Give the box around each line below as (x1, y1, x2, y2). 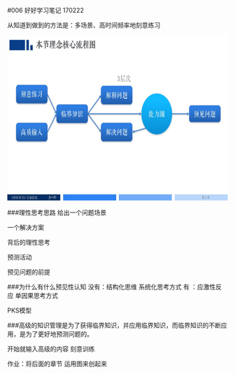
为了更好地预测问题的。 (25, 330, 93, 338)
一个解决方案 (7, 223, 44, 231)
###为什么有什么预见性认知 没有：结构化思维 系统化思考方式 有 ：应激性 (7, 282, 216, 291)
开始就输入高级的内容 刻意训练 (7, 345, 95, 353)
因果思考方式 (20, 292, 58, 299)
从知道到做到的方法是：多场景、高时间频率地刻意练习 (7, 21, 161, 29)
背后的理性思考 (7, 238, 50, 246)
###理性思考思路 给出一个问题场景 (7, 208, 107, 217)
